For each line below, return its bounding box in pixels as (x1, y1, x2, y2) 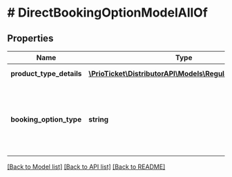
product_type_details (10, 69, 82, 78)
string (88, 115, 109, 124)
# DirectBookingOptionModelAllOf (7, 5, 209, 21)
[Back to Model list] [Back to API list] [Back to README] (7, 162, 166, 171)
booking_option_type (10, 115, 81, 124)
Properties (7, 32, 54, 44)
